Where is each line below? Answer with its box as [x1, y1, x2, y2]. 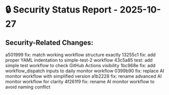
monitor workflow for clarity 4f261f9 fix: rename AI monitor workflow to [5, 79, 155, 84]
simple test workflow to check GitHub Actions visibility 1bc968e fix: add [5, 63, 156, 68]
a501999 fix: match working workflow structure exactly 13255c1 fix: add [5, 52, 156, 58]
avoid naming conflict [5, 84, 51, 90]
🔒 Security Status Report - [5, 4, 118, 16]
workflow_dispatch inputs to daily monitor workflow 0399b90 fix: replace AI [5, 68, 164, 74]
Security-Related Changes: [5, 38, 94, 47]
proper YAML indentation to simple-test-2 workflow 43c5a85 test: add [5, 57, 153, 63]
